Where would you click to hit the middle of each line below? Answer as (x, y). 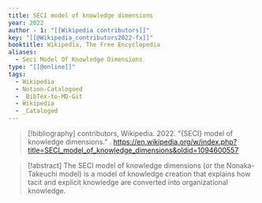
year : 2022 (26, 23)
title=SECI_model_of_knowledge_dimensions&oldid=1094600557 (133, 150)
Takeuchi (42, 174)
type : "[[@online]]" (42, 67)
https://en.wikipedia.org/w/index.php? (175, 142)
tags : (17, 74)
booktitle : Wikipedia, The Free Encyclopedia (84, 45)
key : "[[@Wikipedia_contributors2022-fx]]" (81, 38)
